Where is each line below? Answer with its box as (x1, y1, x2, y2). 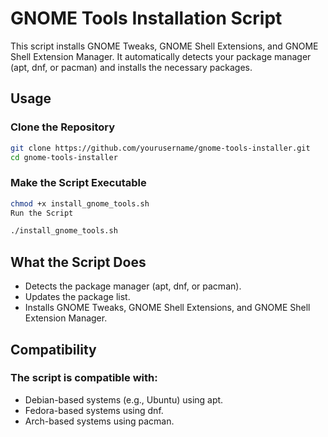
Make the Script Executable (10, 176, 147, 190)
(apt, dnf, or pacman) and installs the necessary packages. (10, 61, 253, 73)
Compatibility (10, 341, 97, 358)
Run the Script (10, 208, 74, 218)
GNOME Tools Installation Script (10, 7, 283, 30)
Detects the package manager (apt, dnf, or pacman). (24, 280, 242, 292)
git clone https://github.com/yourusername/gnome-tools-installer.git (10, 143, 311, 153)
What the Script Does (10, 253, 147, 271)
